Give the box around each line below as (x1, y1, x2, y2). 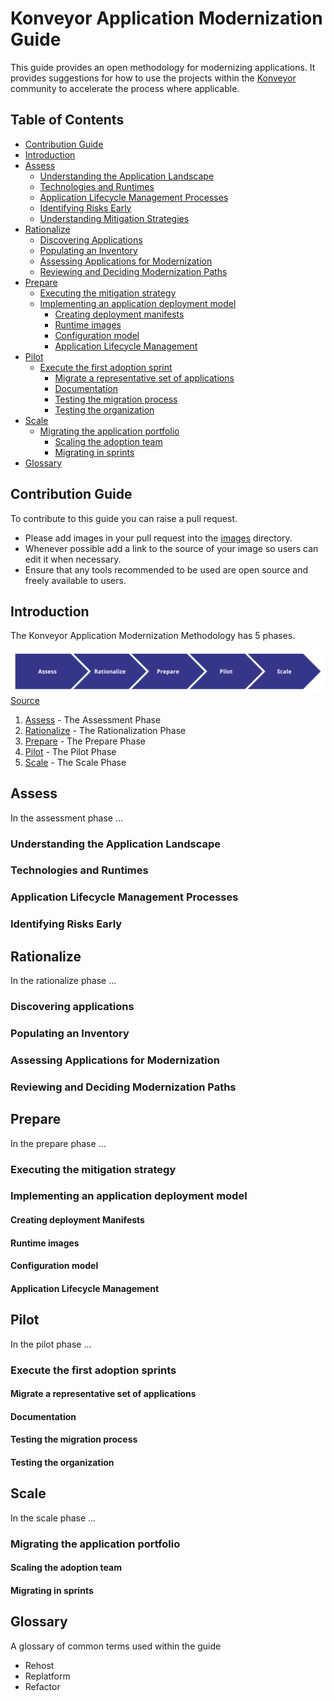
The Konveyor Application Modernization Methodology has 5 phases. (10, 630, 296, 642)
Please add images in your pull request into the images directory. (24, 532, 293, 544)
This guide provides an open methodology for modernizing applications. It (10, 61, 316, 73)
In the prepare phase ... (10, 1137, 107, 1149)
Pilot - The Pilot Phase (24, 745, 117, 757)
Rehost (24, 1659, 55, 1671)
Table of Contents (10, 112, 125, 129)
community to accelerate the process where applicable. (10, 82, 240, 94)
